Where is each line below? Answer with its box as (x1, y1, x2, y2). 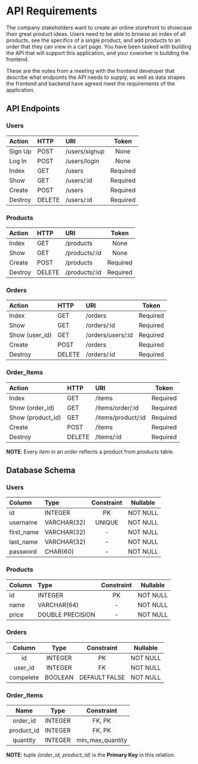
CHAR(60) (44, 548, 75, 556)
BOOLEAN (44, 673, 74, 682)
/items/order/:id (95, 403, 139, 412)
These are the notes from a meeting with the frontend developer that (6, 67, 175, 74)
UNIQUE (95, 518, 119, 527)
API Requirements (6, 4, 97, 18)
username (9, 518, 38, 527)
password (9, 548, 37, 556)
